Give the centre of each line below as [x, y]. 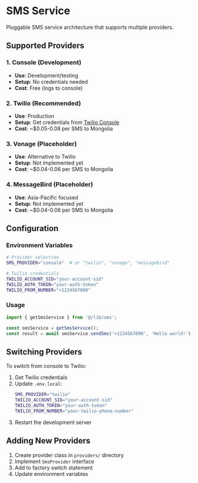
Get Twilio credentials [41, 377]
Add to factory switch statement [54, 468]
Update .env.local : [38, 384]
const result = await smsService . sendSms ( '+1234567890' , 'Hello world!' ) [99, 333]
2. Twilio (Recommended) [44, 103]
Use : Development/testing [46, 75]
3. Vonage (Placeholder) [42, 144]
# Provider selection [33, 258]
